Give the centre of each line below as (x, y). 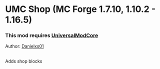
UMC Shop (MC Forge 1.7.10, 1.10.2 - (80, 9)
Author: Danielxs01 (24, 46)
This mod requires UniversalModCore (52, 35)
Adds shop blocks (24, 61)
